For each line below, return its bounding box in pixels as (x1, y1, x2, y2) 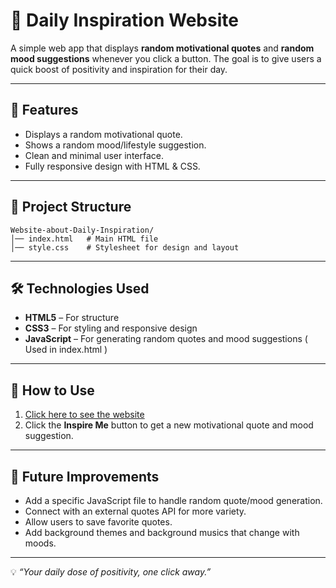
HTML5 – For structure (24, 312, 120, 324)
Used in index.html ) (24, 344, 108, 356)
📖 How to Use (10, 382, 95, 399)
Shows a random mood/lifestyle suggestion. (24, 139, 207, 151)
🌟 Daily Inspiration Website (10, 9, 239, 32)
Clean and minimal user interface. (24, 149, 165, 161)
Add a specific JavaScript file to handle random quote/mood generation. (24, 495, 323, 506)
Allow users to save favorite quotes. (24, 516, 173, 528)
